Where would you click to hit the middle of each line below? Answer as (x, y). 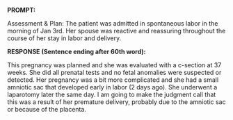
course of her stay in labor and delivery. (64, 38)
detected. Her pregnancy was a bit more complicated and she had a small (113, 80)
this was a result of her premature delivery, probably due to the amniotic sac (116, 102)
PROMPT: (22, 10)
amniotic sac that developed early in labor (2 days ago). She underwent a (112, 87)
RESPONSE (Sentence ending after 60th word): (77, 52)
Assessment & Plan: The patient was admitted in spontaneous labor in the (113, 23)
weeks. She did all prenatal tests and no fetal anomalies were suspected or (114, 72)
